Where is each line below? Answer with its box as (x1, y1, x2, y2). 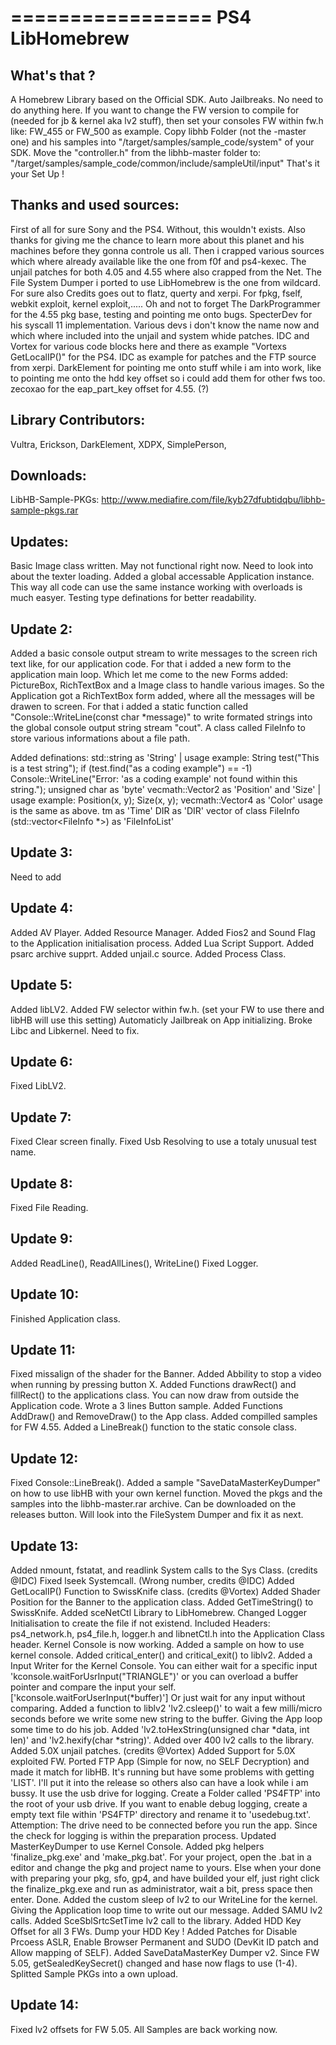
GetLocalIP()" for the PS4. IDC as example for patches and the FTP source (10, 351, 317, 363)
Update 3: (10, 844, 73, 861)
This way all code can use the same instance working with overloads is (10, 581, 303, 593)
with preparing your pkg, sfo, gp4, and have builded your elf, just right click (10, 1872, 320, 1884)
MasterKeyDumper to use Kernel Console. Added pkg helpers (10, 1841, 265, 1852)
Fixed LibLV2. (10, 1080, 67, 1092)
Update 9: (10, 1231, 73, 1248)
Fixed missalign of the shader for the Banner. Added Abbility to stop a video (10, 1368, 322, 1380)
